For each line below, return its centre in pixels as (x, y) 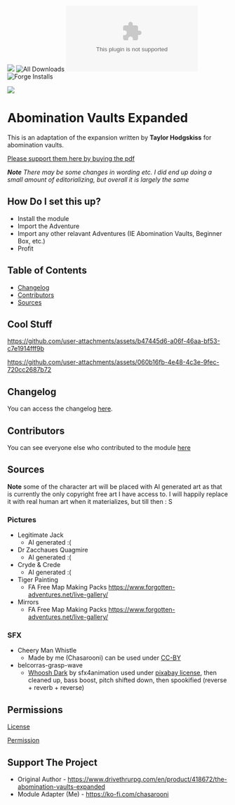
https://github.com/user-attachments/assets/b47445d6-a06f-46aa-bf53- (114, 341)
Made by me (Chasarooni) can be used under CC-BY (104, 658)
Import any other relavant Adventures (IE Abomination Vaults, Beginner (120, 233)
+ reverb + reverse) (56, 688)
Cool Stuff (30, 324)
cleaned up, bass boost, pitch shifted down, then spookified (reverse (127, 680)
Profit (25, 248)
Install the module (43, 218)
